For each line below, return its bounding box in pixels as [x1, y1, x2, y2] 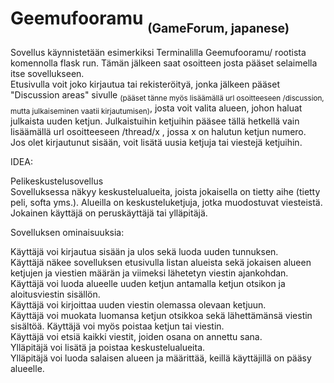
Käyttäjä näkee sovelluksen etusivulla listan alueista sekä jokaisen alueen [10, 256, 312, 268]
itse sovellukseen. [10, 68, 85, 80]
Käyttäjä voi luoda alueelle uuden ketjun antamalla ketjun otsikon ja [10, 277, 286, 289]
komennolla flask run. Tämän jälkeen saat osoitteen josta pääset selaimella [10, 57, 318, 69]
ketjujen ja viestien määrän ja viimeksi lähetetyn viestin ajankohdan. [10, 267, 289, 279]
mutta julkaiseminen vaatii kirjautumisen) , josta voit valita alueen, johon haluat [10, 102, 303, 116]
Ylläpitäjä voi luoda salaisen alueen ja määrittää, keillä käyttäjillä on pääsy [10, 352, 312, 364]
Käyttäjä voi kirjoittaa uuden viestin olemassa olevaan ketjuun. [10, 298, 267, 311]
